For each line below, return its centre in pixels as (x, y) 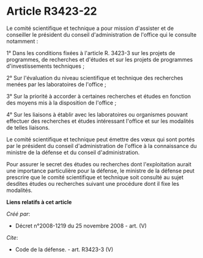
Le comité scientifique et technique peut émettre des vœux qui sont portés (101, 139)
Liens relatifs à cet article (39, 202)
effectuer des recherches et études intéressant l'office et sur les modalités (100, 121)
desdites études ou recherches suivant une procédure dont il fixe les (93, 183)
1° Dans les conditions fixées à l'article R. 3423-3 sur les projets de (91, 53)
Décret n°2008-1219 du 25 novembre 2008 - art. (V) (81, 226)
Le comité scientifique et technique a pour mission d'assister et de (90, 28)
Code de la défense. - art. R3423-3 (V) (64, 249)
